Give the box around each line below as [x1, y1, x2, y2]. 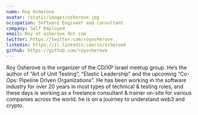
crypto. [6, 102, 24, 109]
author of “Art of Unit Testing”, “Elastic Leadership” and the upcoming [6, 70, 177, 77]
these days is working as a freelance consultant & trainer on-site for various [6, 89, 192, 96]
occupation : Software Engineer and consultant [6, 20, 124, 26]
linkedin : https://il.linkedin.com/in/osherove [6, 42, 127, 48]
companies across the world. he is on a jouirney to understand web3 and [6, 95, 186, 102]
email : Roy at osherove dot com [6, 31, 86, 37]
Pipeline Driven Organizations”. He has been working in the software [18, 76, 187, 83]
